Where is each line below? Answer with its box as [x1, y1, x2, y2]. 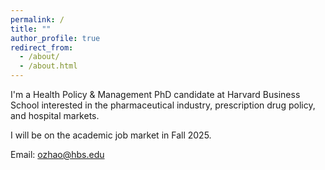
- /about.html [19, 61, 78, 71]
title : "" [10, 24, 52, 34]
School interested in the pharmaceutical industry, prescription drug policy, [10, 99, 316, 111]
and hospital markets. [10, 110, 100, 121]
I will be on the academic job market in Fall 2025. [10, 129, 212, 141]
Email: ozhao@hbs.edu [10, 149, 105, 160]
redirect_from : [10, 42, 74, 53]
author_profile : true [10, 33, 101, 43]
